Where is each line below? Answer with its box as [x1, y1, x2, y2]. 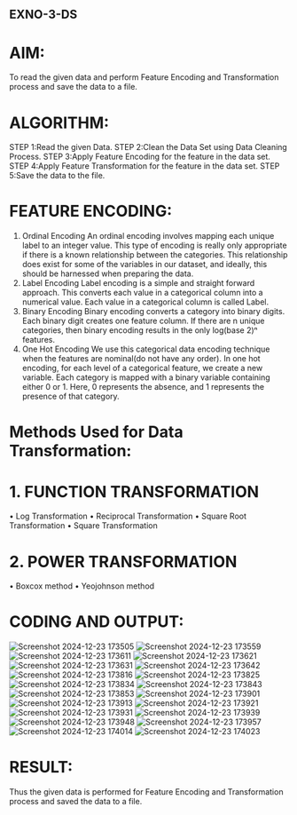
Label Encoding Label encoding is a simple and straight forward [21, 278, 255, 289]
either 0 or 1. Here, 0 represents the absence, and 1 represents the [21, 382, 264, 392]
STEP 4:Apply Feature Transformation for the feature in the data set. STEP [9, 161, 280, 171]
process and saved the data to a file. [9, 796, 143, 807]
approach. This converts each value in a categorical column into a [21, 288, 263, 298]
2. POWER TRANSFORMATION [9, 551, 238, 572]
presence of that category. [21, 391, 120, 402]
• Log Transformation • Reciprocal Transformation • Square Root [9, 510, 246, 522]
